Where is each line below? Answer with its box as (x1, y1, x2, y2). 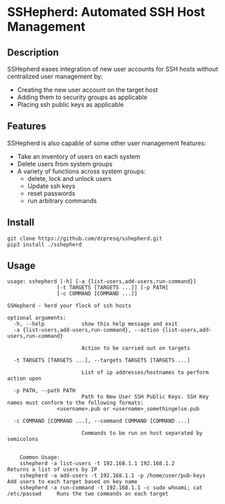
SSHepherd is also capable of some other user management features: (7, 139, 206, 147)
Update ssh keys (27, 182, 76, 190)
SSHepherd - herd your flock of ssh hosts (7, 302, 132, 309)
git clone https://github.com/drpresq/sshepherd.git (7, 235, 163, 242)
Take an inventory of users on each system (17, 152, 141, 160)
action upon (7, 375, 42, 382)
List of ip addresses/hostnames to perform (81, 369, 209, 376)
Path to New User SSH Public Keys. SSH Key (81, 393, 209, 401)
